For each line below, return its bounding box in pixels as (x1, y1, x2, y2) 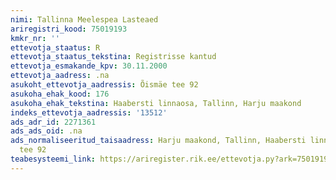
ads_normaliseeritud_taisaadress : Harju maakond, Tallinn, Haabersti (10, 136, 307, 146)
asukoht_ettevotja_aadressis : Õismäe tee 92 (10, 80, 199, 90)
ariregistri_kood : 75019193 (10, 24, 128, 34)
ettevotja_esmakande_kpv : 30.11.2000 (10, 61, 168, 71)
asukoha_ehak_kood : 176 (10, 89, 110, 99)
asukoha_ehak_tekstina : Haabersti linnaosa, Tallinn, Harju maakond (10, 98, 302, 108)
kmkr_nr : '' (10, 33, 60, 43)
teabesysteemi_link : (10, 154, 97, 164)
